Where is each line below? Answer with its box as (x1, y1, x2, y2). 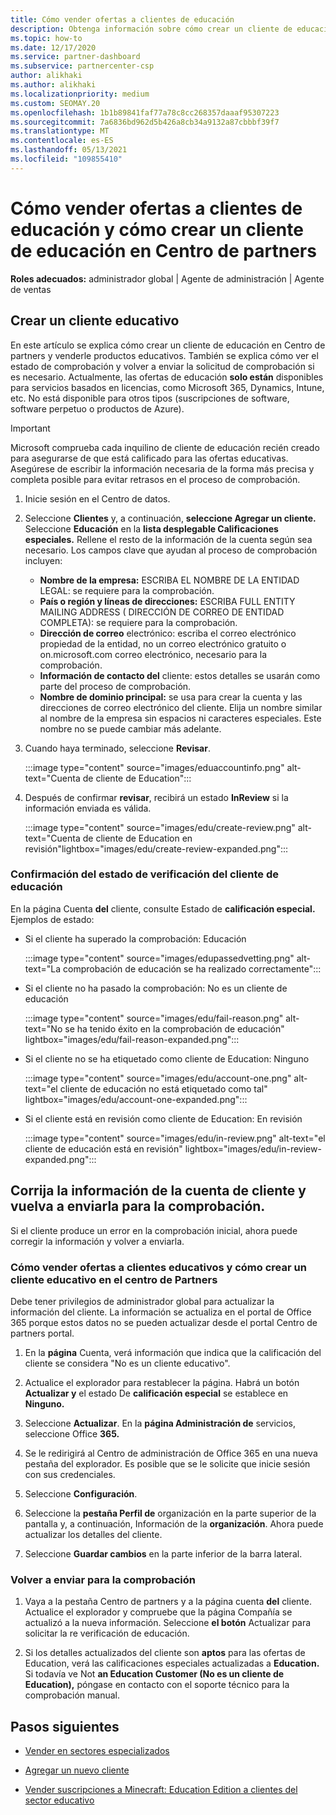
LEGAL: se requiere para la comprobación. (39, 584, 215, 596)
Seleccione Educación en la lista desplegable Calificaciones (24, 522, 279, 535)
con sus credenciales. (24, 1468, 116, 1480)
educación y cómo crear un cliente (10, 218, 304, 241)
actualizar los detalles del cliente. (24, 1528, 163, 1540)
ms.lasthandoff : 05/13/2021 (10, 145, 128, 155)
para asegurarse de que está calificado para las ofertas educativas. (10, 452, 289, 464)
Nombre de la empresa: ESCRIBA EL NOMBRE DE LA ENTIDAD (39, 574, 300, 586)
